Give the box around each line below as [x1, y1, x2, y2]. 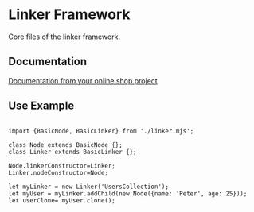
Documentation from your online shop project [8, 75, 158, 85]
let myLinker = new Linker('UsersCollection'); [8, 183, 170, 191]
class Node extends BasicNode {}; [8, 141, 123, 148]
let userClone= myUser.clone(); [8, 196, 115, 204]
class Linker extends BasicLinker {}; [8, 148, 137, 156]
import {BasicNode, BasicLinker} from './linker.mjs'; [8, 127, 194, 135]
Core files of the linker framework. [8, 32, 121, 41]
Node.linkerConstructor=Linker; [8, 161, 115, 170]
